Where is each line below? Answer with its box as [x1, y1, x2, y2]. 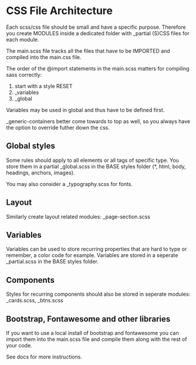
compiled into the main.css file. [6, 53, 82, 60]
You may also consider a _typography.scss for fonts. [6, 180, 133, 187]
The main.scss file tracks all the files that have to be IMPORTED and [6, 47, 170, 54]
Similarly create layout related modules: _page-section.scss [6, 213, 151, 220]
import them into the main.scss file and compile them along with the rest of [6, 336, 187, 343]
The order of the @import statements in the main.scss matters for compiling [6, 65, 190, 72]
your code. [6, 342, 32, 349]
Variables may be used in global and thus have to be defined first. [6, 106, 165, 113]
